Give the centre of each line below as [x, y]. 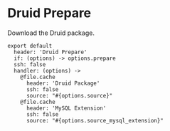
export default [30, 46]
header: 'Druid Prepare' [51, 52]
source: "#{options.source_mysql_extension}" [95, 120]
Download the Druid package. [51, 33]
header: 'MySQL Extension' [66, 108]
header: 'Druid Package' [63, 83]
